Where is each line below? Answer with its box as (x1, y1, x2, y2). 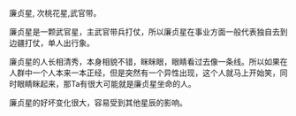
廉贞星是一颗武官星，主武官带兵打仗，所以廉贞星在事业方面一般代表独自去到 (9, 27, 288, 37)
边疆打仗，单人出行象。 (9, 38, 95, 48)
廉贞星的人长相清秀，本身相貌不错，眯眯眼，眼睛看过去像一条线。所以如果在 (9, 57, 288, 66)
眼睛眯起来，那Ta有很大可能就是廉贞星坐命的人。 (16, 79, 196, 89)
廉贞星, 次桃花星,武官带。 (9, 8, 102, 18)
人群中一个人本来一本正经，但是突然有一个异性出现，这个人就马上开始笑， (9, 67, 280, 78)
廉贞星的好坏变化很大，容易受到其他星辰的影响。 (9, 97, 187, 108)
